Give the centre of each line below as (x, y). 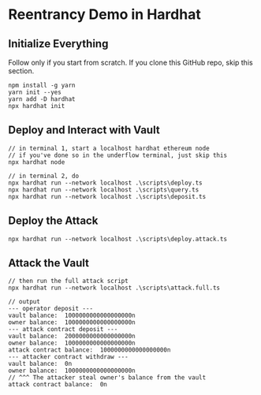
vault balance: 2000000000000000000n (72, 337)
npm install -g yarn (42, 85)
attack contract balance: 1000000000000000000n (89, 350)
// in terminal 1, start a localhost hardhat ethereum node (109, 148)
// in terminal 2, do (44, 176)
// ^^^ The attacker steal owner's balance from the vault (107, 378)
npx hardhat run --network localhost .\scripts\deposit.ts (107, 196)
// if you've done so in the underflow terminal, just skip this (117, 155)
